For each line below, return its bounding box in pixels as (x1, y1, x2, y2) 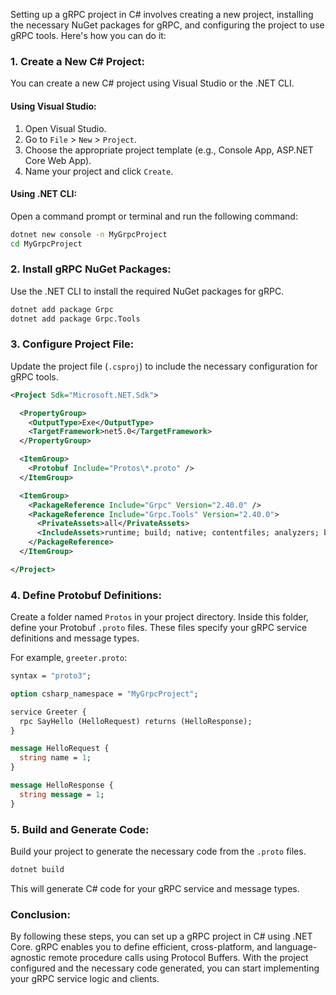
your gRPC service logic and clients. (10, 973, 160, 985)
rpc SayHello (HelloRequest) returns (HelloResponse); (19, 716, 253, 726)
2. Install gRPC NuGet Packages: (10, 262, 172, 276)
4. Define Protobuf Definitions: (10, 588, 162, 602)
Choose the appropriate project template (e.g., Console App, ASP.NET (24, 144, 314, 156)
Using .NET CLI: (10, 188, 78, 200)
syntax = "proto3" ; (10, 671, 92, 681)
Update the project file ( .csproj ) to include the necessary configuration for (10, 360, 318, 372)
